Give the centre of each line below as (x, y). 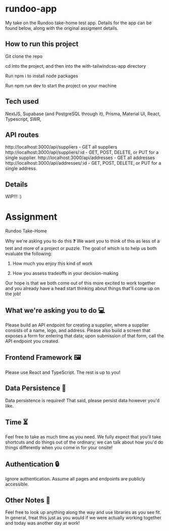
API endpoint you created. (32, 341)
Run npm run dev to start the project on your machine (61, 85)
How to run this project (42, 44)
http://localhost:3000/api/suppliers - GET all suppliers (61, 147)
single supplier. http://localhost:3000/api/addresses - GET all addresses (80, 158)
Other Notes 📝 (28, 500)
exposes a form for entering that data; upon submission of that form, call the (84, 335)
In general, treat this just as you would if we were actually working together (83, 518)
